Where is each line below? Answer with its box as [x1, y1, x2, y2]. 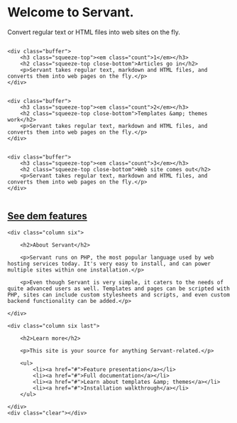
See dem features [7, 210, 87, 223]
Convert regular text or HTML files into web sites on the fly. [7, 28, 181, 36]
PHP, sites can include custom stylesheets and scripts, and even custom [7, 291, 231, 299]
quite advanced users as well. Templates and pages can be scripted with [7, 285, 231, 292]
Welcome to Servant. [7, 4, 134, 21]
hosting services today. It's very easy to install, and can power [7, 260, 211, 267]
